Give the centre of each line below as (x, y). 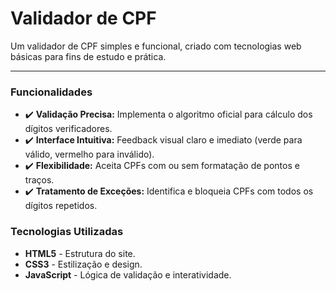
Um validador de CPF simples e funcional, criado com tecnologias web (156, 46)
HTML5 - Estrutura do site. (80, 253)
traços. (39, 180)
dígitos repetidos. (61, 206)
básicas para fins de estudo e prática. (88, 56)
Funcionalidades (51, 92)
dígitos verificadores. (68, 129)
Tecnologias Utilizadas (67, 232)
